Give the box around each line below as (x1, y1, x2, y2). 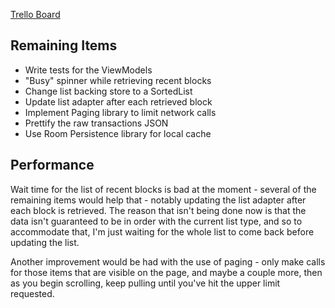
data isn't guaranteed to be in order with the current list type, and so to (10, 215, 303, 227)
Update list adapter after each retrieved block (24, 95, 213, 108)
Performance (10, 157, 95, 174)
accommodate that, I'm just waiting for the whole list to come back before (10, 225, 315, 238)
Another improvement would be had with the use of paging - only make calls (10, 255, 326, 268)
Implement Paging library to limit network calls (24, 106, 217, 118)
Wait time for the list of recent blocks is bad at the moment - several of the (10, 183, 317, 195)
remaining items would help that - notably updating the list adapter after (10, 194, 307, 206)
